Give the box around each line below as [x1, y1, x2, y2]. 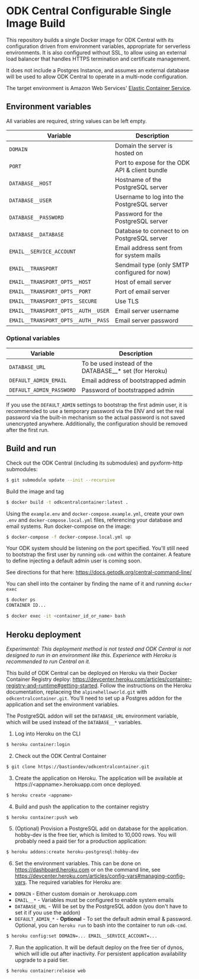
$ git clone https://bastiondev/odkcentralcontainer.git [6, 763, 150, 770]
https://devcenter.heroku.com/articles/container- [72, 676, 192, 683]
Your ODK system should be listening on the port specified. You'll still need [6, 545, 189, 552]
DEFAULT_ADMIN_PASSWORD [9, 387, 76, 393]
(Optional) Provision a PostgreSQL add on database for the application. [14, 825, 188, 832]
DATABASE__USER [9, 197, 52, 204]
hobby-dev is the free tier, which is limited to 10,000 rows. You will [14, 831, 176, 839]
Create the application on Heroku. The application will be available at [14, 775, 183, 782]
